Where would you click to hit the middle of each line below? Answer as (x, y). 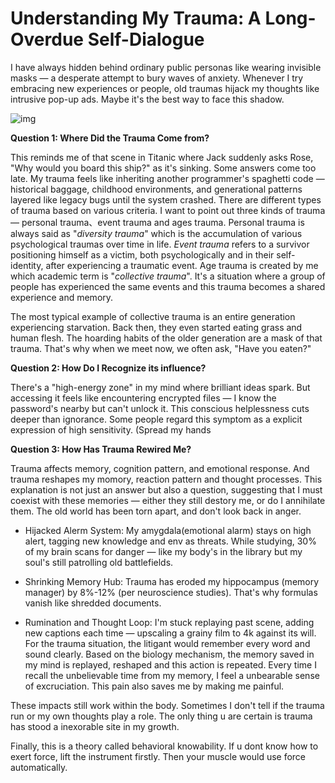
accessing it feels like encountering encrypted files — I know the (143, 398)
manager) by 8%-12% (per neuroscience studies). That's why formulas (171, 592)
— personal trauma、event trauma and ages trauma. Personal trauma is (157, 222)
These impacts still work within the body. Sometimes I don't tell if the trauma (167, 705)
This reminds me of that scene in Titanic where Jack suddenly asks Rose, (162, 157)
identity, (27, 265)
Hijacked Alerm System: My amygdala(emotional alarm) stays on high (168, 530)
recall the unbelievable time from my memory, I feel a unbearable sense (172, 675)
